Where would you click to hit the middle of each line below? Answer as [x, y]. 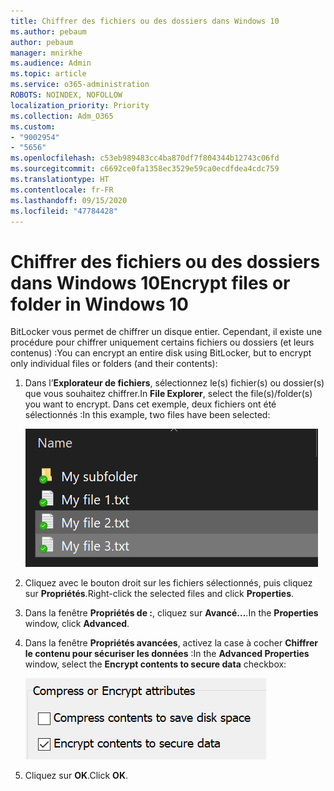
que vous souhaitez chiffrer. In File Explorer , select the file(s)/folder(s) [168, 394]
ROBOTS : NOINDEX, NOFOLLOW [66, 95]
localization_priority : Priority [80, 105]
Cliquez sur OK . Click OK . [76, 776]
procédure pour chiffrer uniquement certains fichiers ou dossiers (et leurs [162, 342]
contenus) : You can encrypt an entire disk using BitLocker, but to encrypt [161, 353]
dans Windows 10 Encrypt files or [150, 282]
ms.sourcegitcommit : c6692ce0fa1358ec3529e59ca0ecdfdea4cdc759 [145, 169]
